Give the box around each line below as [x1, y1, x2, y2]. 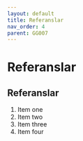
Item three [17, 120, 47, 128]
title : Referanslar [7, 17, 64, 24]
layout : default [7, 10, 54, 17]
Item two [17, 113, 43, 122]
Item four [17, 128, 44, 136]
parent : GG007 [7, 29, 49, 37]
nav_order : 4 [7, 23, 45, 30]
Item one [17, 106, 43, 114]
